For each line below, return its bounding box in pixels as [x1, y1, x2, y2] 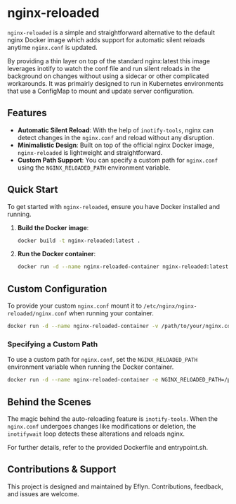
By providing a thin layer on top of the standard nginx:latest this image [7, 56, 211, 65]
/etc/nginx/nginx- [143, 303, 197, 310]
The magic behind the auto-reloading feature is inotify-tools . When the [7, 414, 218, 423]
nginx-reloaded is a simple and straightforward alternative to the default [7, 28, 216, 37]
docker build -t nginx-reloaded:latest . [17, 237, 141, 244]
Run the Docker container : [17, 250, 96, 258]
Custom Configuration [7, 283, 107, 295]
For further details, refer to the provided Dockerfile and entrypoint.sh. [7, 443, 209, 451]
